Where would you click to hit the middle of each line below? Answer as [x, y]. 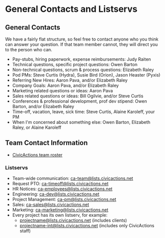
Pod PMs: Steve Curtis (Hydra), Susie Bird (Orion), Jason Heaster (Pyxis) [86, 75]
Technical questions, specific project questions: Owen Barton [75, 64]
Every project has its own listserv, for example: [60, 215]
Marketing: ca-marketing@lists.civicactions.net [60, 210]
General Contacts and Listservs [71, 9]
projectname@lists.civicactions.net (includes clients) [73, 220]
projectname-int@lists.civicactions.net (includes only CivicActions [87, 226]
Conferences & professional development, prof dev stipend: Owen [80, 101]
